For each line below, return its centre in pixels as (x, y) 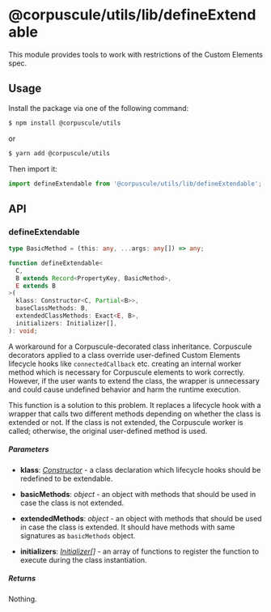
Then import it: (33, 168)
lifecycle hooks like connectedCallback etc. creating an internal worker (125, 363)
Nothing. (23, 599)
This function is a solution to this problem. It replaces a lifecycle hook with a (135, 405)
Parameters (29, 449)
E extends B (36, 286)
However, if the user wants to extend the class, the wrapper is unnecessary (134, 380)
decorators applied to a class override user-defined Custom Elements (125, 355)
